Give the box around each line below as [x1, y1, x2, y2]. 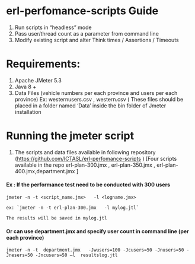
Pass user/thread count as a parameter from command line [14, 30, 159, 37]
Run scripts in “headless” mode [14, 24, 92, 31]
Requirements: [6, 58, 81, 71]
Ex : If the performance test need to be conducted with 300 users [6, 181, 171, 188]
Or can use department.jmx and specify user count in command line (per [6, 227, 190, 235]
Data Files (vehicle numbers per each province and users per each [14, 89, 178, 96]
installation [14, 108, 41, 115]
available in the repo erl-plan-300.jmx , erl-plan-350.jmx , [14, 161, 156, 168]
